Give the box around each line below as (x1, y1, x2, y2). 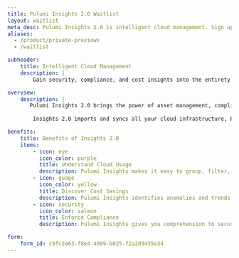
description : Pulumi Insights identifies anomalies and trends (38, 194, 231, 201)
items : (20, 141, 40, 149)
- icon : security (33, 200, 84, 208)
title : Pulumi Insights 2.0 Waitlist (7, 10, 119, 18)
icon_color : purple (38, 154, 97, 162)
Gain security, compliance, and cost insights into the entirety (33, 76, 231, 83)
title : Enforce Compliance (38, 214, 119, 221)
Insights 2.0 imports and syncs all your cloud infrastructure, (33, 115, 228, 123)
